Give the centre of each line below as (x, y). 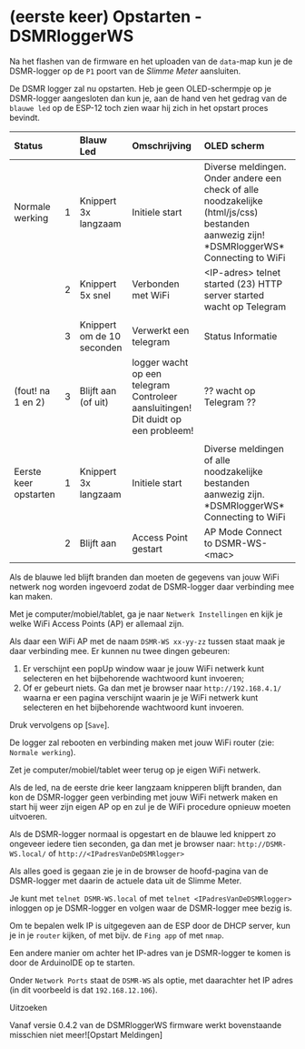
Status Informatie (241, 336)
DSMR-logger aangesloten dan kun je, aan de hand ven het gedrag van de (148, 98)
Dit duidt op (156, 419)
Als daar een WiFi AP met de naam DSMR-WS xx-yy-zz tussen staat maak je (148, 641)
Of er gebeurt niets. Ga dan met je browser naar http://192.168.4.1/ (152, 688)
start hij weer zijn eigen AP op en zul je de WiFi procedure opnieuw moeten (150, 806)
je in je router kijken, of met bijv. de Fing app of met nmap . (117, 935)
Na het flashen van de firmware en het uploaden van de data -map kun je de (151, 61)
